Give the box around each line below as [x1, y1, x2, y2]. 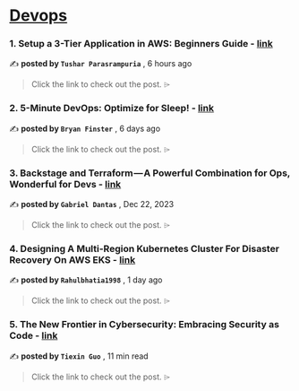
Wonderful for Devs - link [9, 178, 122, 190]
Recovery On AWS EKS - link [9, 254, 136, 265]
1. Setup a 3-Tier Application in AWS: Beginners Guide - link [9, 38, 273, 50]
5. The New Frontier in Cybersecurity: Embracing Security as [9, 318, 280, 331]
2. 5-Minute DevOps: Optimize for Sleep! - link [9, 102, 215, 115]
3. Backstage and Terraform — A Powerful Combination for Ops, [9, 167, 291, 179]
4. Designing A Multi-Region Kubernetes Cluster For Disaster [9, 243, 280, 255]
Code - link [9, 329, 58, 342]
